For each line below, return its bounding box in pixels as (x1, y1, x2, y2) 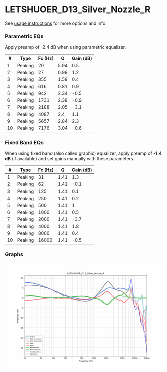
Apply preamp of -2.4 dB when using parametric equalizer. (5, 44, 126, 50)
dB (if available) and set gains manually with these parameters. (5, 156, 135, 162)
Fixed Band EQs (5, 139, 44, 146)
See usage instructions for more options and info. (5, 20, 107, 26)
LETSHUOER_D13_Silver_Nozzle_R (5, 4, 151, 15)
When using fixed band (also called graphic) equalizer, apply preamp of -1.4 (5, 150, 162, 156)
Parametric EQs (5, 33, 44, 40)
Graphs (5, 251, 23, 258)
